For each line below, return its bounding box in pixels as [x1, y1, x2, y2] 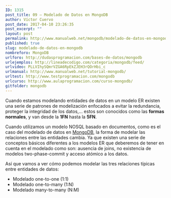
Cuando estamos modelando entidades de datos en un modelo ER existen [5, 97, 160, 104]
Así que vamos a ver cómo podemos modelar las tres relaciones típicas [5, 160, 155, 166]
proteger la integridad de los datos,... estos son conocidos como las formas [5, 108, 164, 114]
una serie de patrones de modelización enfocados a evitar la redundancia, [5, 103, 161, 109]
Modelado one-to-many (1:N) [12, 181, 74, 187]
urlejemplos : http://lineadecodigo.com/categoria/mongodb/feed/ [5, 60, 145, 65]
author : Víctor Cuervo [5, 17, 53, 22]
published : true [5, 41, 40, 46]
